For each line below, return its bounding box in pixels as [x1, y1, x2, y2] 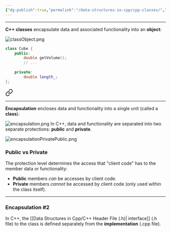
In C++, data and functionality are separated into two [50, 120, 162, 126]
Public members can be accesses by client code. [12, 175, 117, 182]
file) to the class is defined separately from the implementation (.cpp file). [5, 221, 161, 227]
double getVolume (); [23, 56, 67, 61]
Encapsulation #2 [5, 203, 50, 211]
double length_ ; [23, 74, 58, 80]
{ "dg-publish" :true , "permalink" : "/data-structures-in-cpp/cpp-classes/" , [5, 7, 165, 13]
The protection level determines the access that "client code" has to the [5, 160, 156, 166]
